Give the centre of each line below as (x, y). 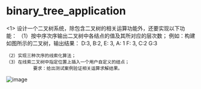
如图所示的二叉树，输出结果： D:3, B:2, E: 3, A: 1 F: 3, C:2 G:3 (82, 43)
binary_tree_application (66, 11)
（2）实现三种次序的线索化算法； (41, 56)
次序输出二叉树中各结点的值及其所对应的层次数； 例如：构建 (121, 36)
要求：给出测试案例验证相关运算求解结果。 (78, 68)
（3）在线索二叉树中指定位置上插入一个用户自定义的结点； (68, 62)
